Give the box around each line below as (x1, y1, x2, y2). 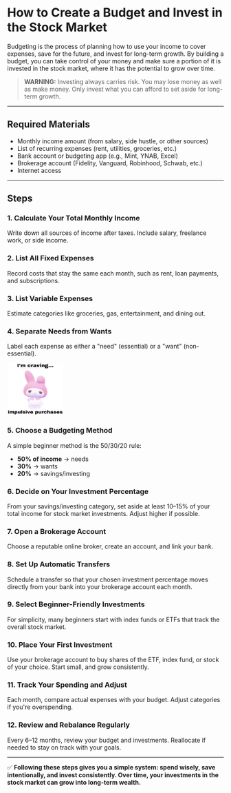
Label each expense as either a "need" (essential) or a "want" (7, 342, 182, 351)
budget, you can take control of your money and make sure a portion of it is (7, 56, 221, 65)
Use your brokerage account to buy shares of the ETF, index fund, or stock (7, 656, 219, 664)
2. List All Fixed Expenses (7, 254, 94, 263)
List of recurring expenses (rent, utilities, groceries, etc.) (16, 144, 177, 152)
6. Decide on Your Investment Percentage (7, 486, 149, 496)
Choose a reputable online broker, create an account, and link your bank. (7, 542, 214, 550)
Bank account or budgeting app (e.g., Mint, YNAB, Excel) (16, 152, 179, 160)
